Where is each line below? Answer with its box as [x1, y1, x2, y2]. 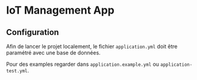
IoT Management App [6, 4, 115, 17]
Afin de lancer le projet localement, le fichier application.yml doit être [6, 43, 178, 50]
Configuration [6, 27, 59, 37]
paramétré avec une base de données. [6, 49, 101, 56]
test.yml [6, 68, 28, 74]
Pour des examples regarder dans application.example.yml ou [6, 60, 159, 68]
